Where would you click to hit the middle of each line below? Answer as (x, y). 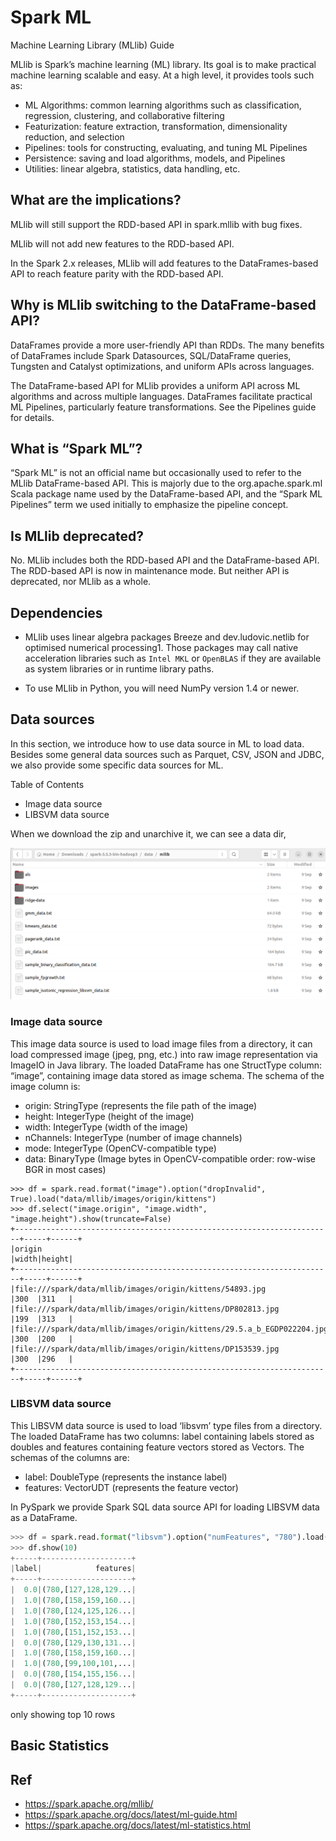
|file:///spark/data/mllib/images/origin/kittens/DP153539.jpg (145, 1349)
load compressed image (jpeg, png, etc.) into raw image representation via (164, 1054)
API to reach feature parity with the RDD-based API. (117, 273)
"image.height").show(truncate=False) (91, 1219)
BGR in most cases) (65, 1169)
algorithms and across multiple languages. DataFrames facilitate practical (161, 396)
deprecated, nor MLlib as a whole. (81, 582)
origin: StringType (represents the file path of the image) (141, 1105)
